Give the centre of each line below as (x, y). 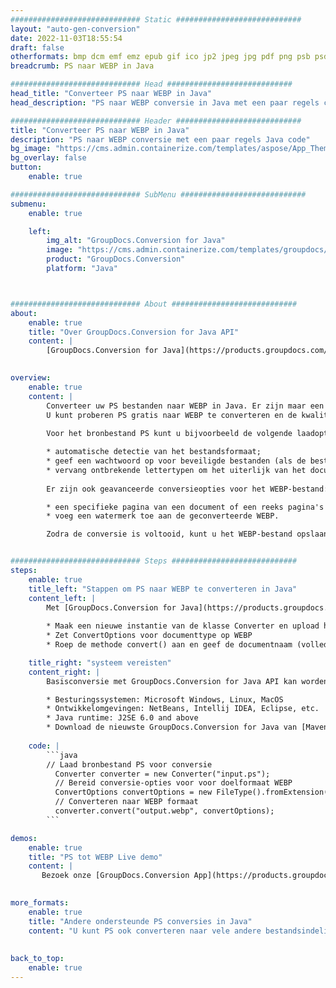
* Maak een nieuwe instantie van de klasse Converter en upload (183, 626)
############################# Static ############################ (156, 19)
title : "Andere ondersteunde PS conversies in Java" (140, 921)
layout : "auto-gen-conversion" (75, 29)
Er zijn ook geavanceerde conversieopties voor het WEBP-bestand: (187, 489)
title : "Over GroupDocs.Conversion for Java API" (134, 332)
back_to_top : (37, 959)
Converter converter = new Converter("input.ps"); (162, 774)
